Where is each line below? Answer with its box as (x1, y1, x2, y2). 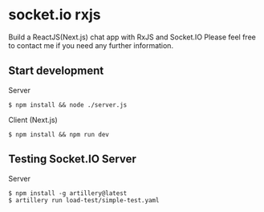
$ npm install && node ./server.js (8, 100, 128, 109)
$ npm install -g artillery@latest (8, 189, 128, 198)
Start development (8, 64, 104, 78)
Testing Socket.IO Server (8, 153, 136, 166)
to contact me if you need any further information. (8, 40, 174, 50)
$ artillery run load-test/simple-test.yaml (8, 196, 160, 204)
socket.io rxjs (8, 6, 101, 24)
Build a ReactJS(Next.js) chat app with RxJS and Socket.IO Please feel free (8, 32, 257, 42)
